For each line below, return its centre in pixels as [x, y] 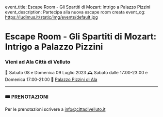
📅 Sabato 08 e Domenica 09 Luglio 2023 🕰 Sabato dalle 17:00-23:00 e [76, 73]
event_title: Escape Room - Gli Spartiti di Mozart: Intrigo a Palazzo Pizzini [78, 7]
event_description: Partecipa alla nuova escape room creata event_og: [75, 12]
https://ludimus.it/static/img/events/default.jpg [51, 17]
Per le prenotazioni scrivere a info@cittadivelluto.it [55, 109]
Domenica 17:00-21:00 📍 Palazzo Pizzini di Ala [51, 79]
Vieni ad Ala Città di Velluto [38, 62]
